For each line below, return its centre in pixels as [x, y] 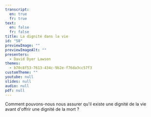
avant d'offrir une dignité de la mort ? [42, 109]
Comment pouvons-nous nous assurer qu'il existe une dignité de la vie [76, 104]
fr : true [18, 18]
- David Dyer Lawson [30, 59]
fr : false [19, 32]
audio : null [17, 86]
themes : [13, 63]
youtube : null [19, 77]
